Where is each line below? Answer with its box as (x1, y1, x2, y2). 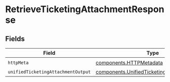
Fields (5, 34, 25, 43)
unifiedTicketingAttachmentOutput (8, 69, 91, 74)
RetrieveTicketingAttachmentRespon (5, 4, 164, 15)
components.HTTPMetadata (95, 59, 163, 66)
